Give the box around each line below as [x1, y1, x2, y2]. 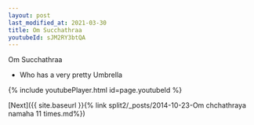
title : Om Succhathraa [8, 26, 82, 34]
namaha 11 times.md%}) [8, 109, 86, 119]
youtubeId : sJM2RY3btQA [8, 33, 86, 42]
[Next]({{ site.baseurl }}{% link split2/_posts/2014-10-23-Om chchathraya [8, 101, 247, 110]
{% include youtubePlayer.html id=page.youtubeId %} [8, 86, 183, 95]
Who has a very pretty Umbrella [19, 70, 123, 79]
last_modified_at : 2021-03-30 [8, 19, 107, 27]
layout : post [8, 11, 51, 20]
